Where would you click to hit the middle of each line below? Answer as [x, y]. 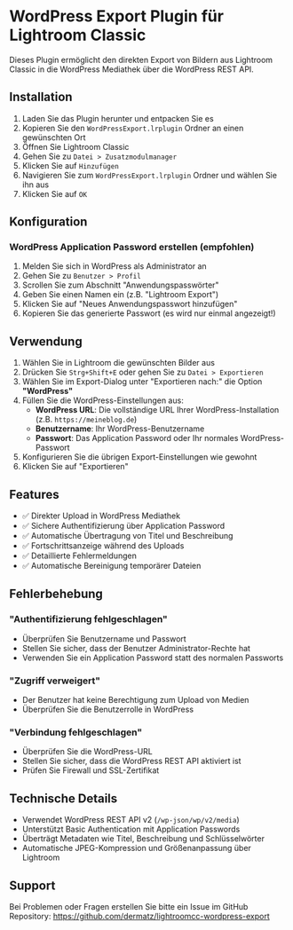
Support [32, 885]
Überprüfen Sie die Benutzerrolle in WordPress [107, 709]
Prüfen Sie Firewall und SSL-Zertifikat [91, 770]
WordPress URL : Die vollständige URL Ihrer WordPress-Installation [157, 410]
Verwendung [46, 341]
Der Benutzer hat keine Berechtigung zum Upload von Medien [135, 700]
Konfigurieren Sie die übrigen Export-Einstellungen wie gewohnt [139, 457]
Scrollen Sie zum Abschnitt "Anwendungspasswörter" [120, 285]
